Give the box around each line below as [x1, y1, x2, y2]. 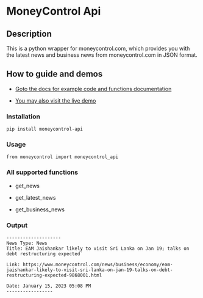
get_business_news [15, 206, 65, 213]
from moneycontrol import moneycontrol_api [6, 154, 119, 160]
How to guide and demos [6, 69, 103, 79]
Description [6, 29, 52, 39]
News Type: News [6, 240, 48, 246]
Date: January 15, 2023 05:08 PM [6, 283, 91, 289]
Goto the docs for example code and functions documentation [15, 85, 172, 92]
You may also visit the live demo [15, 96, 96, 104]
